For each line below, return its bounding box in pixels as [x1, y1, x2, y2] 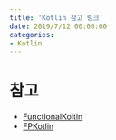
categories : [9, 30, 54, 39]
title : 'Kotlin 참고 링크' [9, 13, 104, 23]
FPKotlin [22, 121, 54, 132]
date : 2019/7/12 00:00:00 [9, 22, 107, 31]
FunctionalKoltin [22, 111, 83, 123]
